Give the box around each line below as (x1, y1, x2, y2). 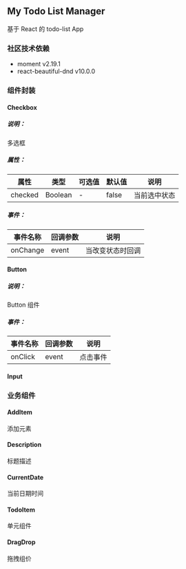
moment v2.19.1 (17, 60, 61, 68)
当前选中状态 (134, 190, 176, 200)
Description (7, 441, 42, 449)
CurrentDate (7, 473, 44, 481)
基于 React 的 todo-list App (7, 24, 84, 33)
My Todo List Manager (7, 6, 105, 17)
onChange (10, 245, 45, 255)
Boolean (45, 190, 72, 200)
